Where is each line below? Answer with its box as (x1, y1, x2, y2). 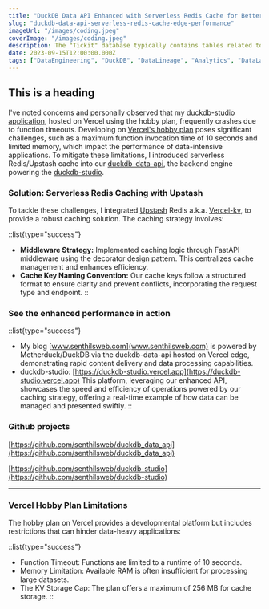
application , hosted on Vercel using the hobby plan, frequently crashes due (8, 116, 256, 125)
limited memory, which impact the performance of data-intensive (8, 141, 223, 151)
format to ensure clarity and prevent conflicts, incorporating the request (19, 278, 258, 289)
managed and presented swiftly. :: (19, 401, 132, 411)
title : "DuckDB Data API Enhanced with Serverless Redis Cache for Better (8, 11, 263, 20)
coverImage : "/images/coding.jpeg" (8, 34, 127, 43)
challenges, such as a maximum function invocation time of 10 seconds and (8, 133, 258, 143)
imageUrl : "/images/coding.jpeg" (8, 26, 120, 35)
